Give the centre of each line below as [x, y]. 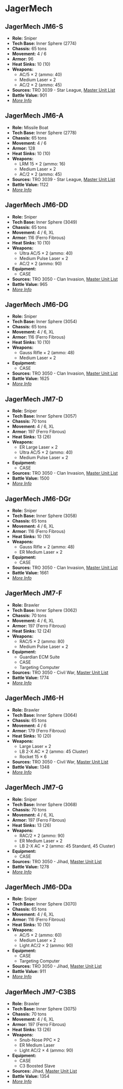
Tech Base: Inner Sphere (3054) [44, 322]
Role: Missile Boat [30, 127]
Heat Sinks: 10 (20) [32, 736]
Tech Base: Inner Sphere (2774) [44, 43]
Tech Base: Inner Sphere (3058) [44, 516]
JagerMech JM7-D [34, 399]
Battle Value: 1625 [31, 379]
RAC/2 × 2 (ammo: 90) [42, 835]
